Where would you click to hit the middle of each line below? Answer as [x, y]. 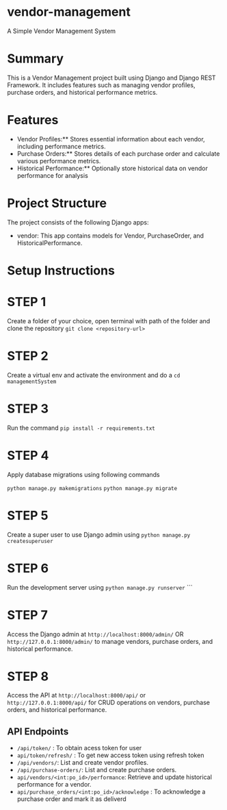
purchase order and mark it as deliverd [71, 799]
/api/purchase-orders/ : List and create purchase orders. [97, 770]
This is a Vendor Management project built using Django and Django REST [112, 78]
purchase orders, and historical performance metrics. [82, 92]
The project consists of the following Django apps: [78, 222]
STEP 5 [28, 515]
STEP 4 [28, 455]
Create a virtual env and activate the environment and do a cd [94, 375]
